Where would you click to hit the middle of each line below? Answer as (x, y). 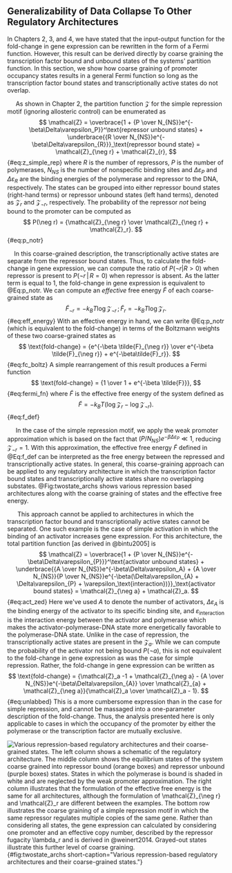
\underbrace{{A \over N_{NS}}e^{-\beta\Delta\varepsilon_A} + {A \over (116, 569)
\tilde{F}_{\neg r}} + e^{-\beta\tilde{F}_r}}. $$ (116, 354)
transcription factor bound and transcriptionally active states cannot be (108, 522)
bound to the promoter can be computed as (69, 212)
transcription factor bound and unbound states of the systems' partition (109, 61)
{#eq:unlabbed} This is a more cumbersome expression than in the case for (115, 702)
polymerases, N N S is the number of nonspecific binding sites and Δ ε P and (112, 170)
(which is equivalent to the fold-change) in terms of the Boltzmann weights (114, 328)
